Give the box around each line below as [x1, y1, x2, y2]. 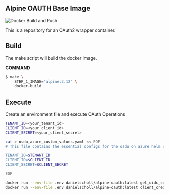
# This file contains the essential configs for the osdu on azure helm [5, 144, 161, 149]
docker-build [14, 84, 42, 89]
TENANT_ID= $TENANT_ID [5, 153, 51, 158]
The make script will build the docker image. [5, 55, 97, 61]
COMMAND [5, 65, 30, 71]
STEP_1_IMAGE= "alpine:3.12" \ [14, 79, 78, 84]
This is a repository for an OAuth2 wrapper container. [5, 27, 116, 33]
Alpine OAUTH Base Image [5, 4, 91, 13]
